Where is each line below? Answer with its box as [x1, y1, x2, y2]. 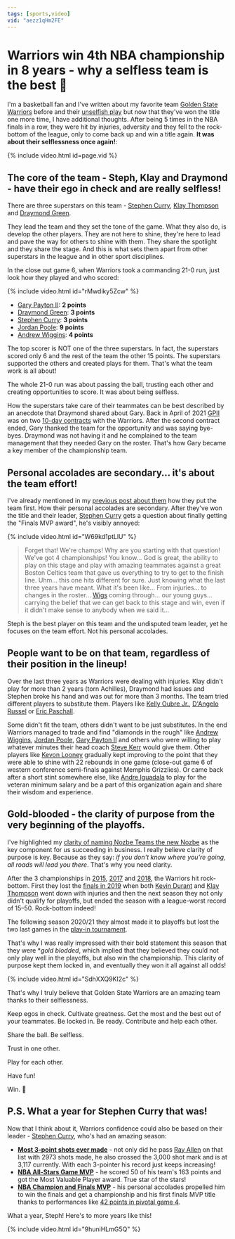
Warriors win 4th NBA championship [7, 47, 225, 63]
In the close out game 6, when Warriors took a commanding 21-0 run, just [7, 266, 220, 274]
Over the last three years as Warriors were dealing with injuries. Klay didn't [7, 677, 223, 685]
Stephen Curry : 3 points [17, 316, 88, 324]
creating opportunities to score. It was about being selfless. [7, 388, 180, 396]
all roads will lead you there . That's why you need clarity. [7, 860, 173, 869]
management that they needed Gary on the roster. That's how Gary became [7, 439, 227, 447]
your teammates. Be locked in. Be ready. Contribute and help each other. [7, 1017, 217, 1025]
